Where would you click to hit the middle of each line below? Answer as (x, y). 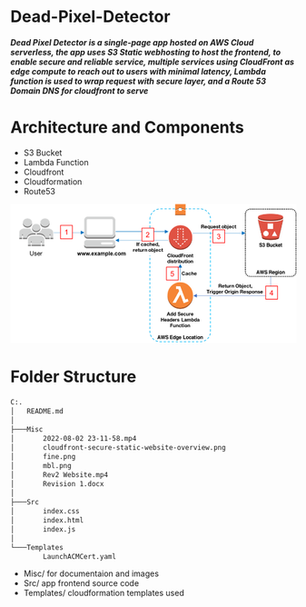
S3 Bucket (43, 153)
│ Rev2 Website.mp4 (59, 474)
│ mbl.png (41, 465)
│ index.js (43, 529)
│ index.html (47, 520)
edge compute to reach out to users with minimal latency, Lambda (138, 71)
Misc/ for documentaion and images (91, 573)
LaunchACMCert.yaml (80, 556)
